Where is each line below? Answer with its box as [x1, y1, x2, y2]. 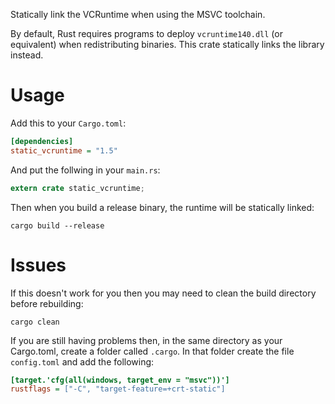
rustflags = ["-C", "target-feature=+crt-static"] [10, 384, 226, 394]
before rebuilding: [10, 297, 84, 309]
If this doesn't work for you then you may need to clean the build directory [10, 287, 317, 299]
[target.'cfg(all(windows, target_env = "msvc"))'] [10, 375, 230, 385]
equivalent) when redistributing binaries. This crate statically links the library [10, 39, 325, 50]
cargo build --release [10, 220, 105, 231]
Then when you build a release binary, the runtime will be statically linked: [10, 201, 315, 213]
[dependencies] [10, 136, 74, 146]
